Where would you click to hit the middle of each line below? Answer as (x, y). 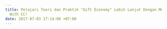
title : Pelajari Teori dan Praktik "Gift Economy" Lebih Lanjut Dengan (81, 10)
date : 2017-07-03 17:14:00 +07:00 (41, 19)
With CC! (19, 14)
